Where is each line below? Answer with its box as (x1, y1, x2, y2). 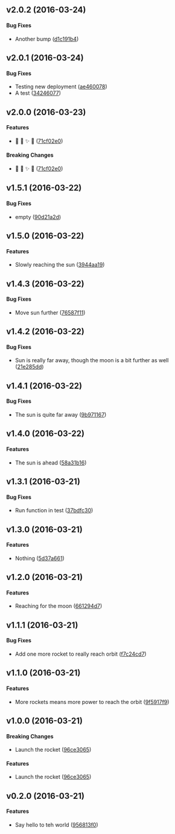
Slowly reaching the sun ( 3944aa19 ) (14, 261, 105, 269)
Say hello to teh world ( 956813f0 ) (14, 821, 98, 828)
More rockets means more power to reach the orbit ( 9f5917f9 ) (14, 698, 170, 705)
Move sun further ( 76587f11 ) (14, 308, 86, 316)
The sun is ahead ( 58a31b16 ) (14, 459, 87, 466)
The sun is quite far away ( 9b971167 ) (14, 411, 107, 418)
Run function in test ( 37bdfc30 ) (14, 507, 94, 514)
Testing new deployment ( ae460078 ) (14, 83, 107, 90)
